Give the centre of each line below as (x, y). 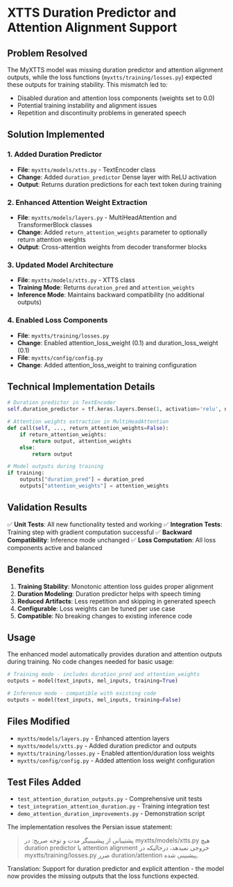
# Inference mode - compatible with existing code (82, 694)
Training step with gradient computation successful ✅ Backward (100, 532)
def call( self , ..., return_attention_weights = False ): (88, 429)
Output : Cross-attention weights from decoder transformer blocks (112, 247)
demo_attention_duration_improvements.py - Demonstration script (111, 813)
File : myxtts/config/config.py (60, 357)
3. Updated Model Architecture (60, 265)
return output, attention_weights (82, 441)
